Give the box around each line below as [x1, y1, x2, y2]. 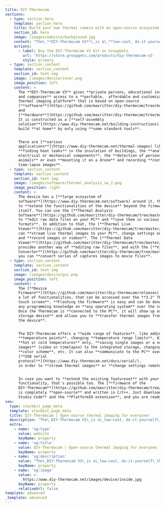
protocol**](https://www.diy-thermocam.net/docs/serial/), [18, 358, 141, 363]
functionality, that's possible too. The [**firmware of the [18, 381, 146, 386]
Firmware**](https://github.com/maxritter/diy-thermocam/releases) [18, 290, 160, 295]
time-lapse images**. [18, 162, 63, 167]
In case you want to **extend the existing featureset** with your [18, 376, 160, 381]
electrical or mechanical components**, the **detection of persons [18, 153, 162, 158]
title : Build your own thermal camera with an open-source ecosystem [14, 26, 160, 31]
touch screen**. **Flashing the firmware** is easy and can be [18, 300, 151, 305]
